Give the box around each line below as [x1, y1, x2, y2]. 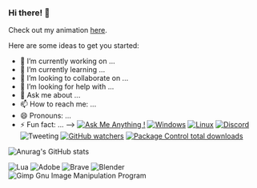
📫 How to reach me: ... [19, 99, 97, 109]
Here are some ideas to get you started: [8, 41, 140, 50]
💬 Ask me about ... [19, 90, 81, 100]
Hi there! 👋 [8, 7, 50, 18]
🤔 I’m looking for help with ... [19, 82, 114, 91]
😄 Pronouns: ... [19, 111, 72, 121]
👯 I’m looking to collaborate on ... [19, 74, 129, 83]
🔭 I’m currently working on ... [19, 56, 115, 66]
